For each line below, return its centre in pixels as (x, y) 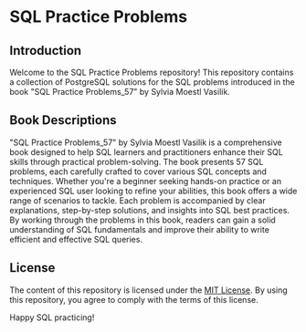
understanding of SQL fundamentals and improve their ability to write (139, 229)
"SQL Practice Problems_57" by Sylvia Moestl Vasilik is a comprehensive (146, 142)
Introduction (46, 51)
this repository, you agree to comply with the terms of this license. (134, 299)
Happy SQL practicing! (52, 317)
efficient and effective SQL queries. (76, 239)
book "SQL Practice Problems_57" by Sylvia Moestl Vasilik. (120, 92)
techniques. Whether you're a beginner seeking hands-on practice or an (145, 181)
